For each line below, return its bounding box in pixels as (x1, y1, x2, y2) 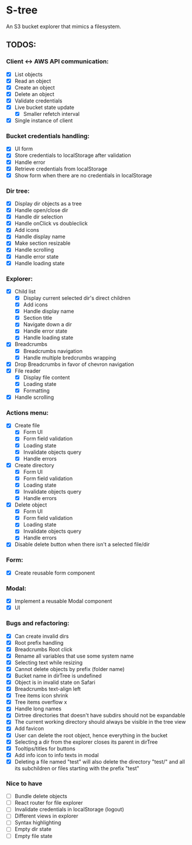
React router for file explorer (14, 799, 83, 806)
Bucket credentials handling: (6, 132, 90, 141)
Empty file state (14, 832, 53, 839)
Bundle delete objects (14, 793, 67, 800)
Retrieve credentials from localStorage (14, 165, 108, 172)
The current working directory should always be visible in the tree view (14, 719, 186, 726)
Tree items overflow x (14, 699, 67, 706)
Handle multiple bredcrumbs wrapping (23, 354, 116, 361)
